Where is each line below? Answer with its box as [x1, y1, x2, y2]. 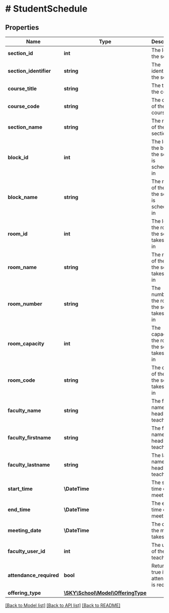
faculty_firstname [8, 434, 51, 441]
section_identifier [8, 68, 51, 74]
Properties [5, 23, 39, 32]
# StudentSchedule [5, 3, 88, 15]
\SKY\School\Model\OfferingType [63, 589, 147, 596]
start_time [8, 485, 33, 492]
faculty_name [8, 407, 41, 414]
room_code [8, 377, 35, 384]
